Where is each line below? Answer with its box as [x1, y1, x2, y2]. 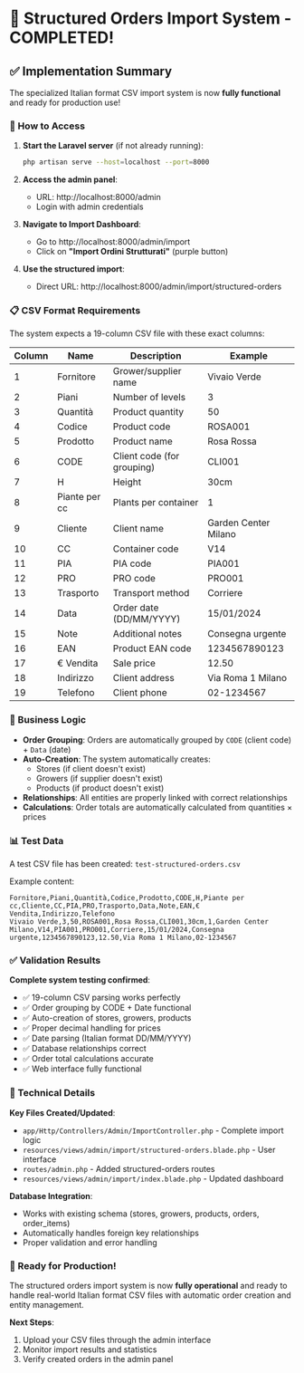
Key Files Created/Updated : [9, 1107, 116, 1118]
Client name [112, 523, 165, 535]
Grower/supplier [112, 365, 183, 378]
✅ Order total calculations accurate [22, 1053, 154, 1064]
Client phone [112, 686, 167, 699]
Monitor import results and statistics [22, 1344, 157, 1355]
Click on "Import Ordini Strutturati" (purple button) [35, 246, 229, 257]
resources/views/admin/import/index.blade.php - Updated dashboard [22, 1173, 284, 1184]
